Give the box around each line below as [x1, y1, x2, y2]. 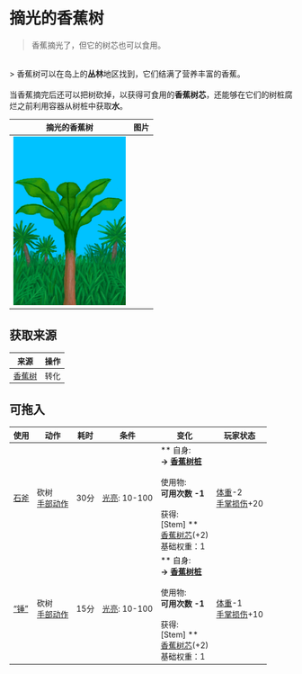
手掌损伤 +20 [216, 499, 263, 509]
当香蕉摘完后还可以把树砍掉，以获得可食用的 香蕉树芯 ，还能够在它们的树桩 [9, 89, 285, 100]
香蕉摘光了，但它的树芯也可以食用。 [31, 40, 166, 50]
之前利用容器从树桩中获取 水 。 [16, 100, 128, 111]
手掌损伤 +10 [216, 608, 263, 619]
